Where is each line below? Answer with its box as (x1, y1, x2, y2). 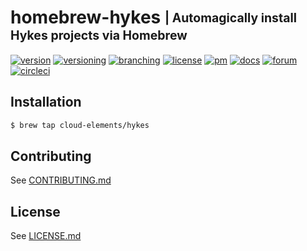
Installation (10, 94, 82, 111)
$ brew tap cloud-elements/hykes (10, 120, 150, 130)
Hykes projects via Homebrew (10, 27, 188, 44)
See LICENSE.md (10, 230, 82, 242)
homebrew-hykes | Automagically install (10, 6, 297, 29)
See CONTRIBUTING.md (10, 174, 112, 186)
